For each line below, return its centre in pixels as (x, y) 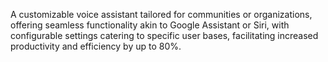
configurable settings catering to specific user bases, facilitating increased (164, 35)
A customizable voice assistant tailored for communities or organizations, (161, 14)
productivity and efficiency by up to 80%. (96, 46)
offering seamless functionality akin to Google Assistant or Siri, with (150, 25)
